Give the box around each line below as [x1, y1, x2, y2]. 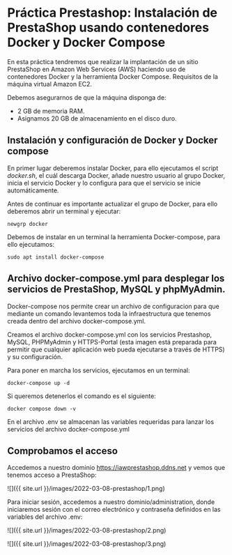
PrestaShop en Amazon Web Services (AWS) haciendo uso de [7, 65, 186, 73]
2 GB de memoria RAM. [17, 107, 85, 115]
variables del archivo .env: [7, 512, 83, 521]
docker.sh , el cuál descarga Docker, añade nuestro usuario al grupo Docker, [7, 171, 225, 179]
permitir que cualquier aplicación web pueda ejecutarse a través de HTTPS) [7, 345, 225, 353]
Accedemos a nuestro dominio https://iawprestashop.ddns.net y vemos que [7, 464, 225, 472]
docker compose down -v [7, 405, 77, 412]
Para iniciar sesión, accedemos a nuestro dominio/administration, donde [7, 498, 215, 506]
